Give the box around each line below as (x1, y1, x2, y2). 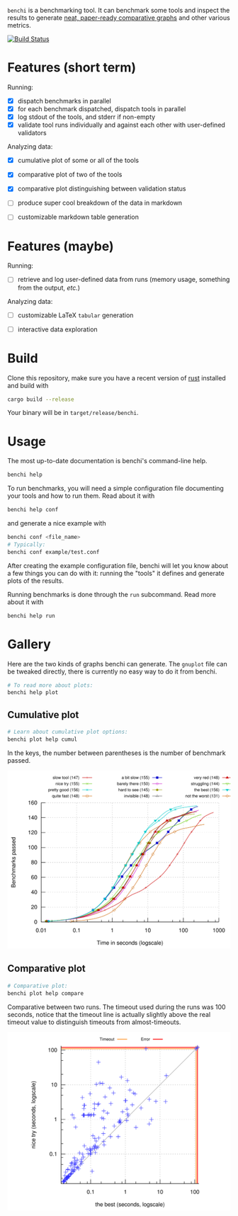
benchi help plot (7, 689, 59, 696)
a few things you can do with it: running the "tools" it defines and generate (7, 569, 225, 577)
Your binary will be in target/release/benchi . (7, 409, 139, 417)
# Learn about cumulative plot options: (7, 729, 129, 736)
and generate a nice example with (7, 519, 106, 528)
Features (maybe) (7, 238, 115, 254)
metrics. (7, 21, 32, 29)
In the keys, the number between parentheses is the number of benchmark (7, 749, 226, 757)
